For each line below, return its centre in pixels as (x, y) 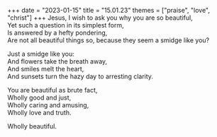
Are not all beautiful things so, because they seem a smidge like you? (108, 40)
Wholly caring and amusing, (48, 105)
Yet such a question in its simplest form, (66, 25)
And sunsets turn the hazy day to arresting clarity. (80, 76)
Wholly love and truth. (39, 113)
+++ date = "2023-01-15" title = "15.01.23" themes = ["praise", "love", (109, 10)
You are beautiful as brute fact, (52, 90)
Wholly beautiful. (32, 126)
